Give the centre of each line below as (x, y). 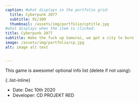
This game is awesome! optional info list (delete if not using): (68, 70)
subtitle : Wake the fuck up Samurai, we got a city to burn (70, 38)
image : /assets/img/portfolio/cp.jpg (45, 43)
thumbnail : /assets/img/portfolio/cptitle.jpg (59, 24)
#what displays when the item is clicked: (50, 29)
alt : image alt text (27, 47)
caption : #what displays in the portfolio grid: (57, 10)
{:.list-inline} (18, 80)
